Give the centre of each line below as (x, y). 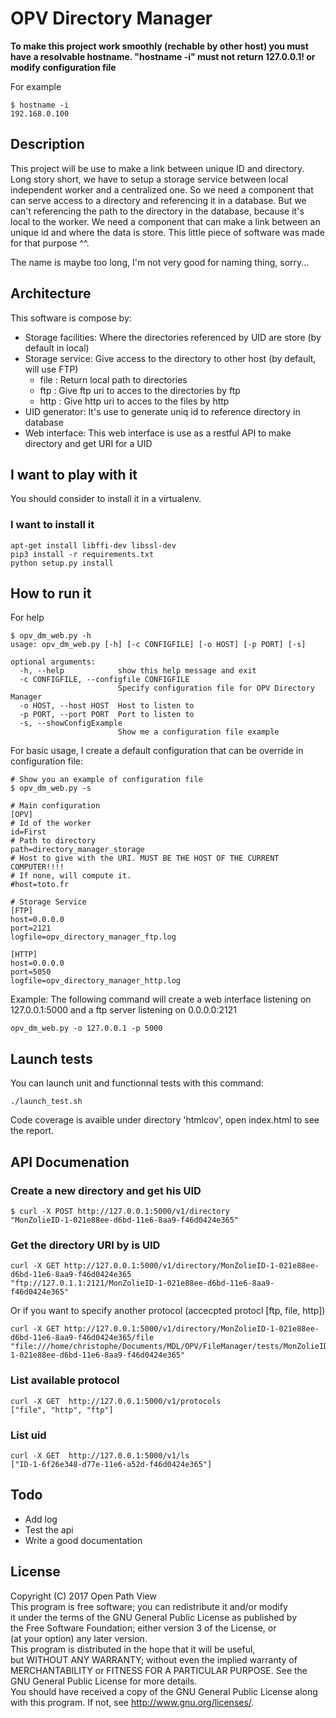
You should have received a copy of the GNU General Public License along (164, 1691)
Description (47, 144)
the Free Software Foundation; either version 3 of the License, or (143, 1628)
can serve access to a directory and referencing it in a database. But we (158, 200)
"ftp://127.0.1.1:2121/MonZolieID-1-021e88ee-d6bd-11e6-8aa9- (142, 1283)
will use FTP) (51, 369)
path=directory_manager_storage (77, 850)
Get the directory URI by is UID (85, 1245)
